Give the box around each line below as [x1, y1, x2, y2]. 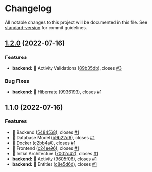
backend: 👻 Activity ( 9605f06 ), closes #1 [12, 156, 97, 162]
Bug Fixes [5, 77, 30, 84]
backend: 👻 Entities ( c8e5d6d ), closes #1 [12, 161, 97, 167]
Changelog [5, 3, 51, 14]
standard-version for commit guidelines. [5, 24, 87, 30]
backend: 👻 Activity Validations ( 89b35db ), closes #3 [12, 65, 122, 71]
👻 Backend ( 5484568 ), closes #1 [12, 129, 79, 135]
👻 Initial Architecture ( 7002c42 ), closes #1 [12, 150, 98, 156]
